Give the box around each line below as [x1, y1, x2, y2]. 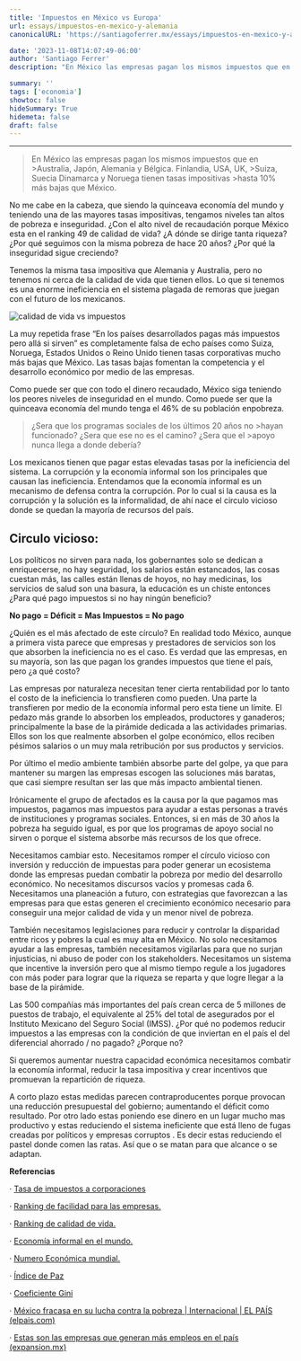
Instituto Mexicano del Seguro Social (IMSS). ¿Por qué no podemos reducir [9, 1019, 286, 1030]
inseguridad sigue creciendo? [9, 248, 119, 259]
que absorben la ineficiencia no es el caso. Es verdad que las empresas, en [9, 647, 288, 658]
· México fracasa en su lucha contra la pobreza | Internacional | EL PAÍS [9, 1305, 273, 1316]
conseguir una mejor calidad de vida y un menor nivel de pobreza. [9, 907, 254, 918]
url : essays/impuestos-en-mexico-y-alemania [9, 22, 178, 31]
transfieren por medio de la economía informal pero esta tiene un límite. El [9, 703, 282, 713]
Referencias [9, 1166, 56, 1177]
